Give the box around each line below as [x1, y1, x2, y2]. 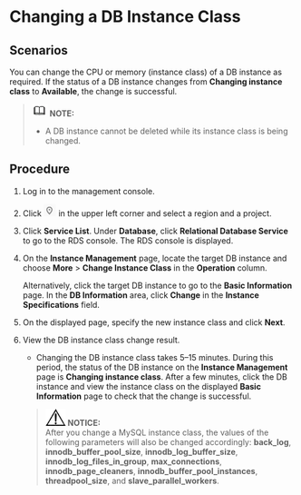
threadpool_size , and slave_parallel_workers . [44, 475, 219, 486]
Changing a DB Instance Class [9, 6, 241, 27]
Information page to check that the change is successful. [35, 391, 252, 401]
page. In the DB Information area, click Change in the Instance [22, 289, 260, 301]
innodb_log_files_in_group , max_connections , [44, 456, 222, 467]
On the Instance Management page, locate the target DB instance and [22, 252, 287, 263]
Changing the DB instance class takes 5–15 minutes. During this [35, 351, 274, 362]
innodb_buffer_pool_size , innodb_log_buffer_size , [44, 446, 238, 457]
